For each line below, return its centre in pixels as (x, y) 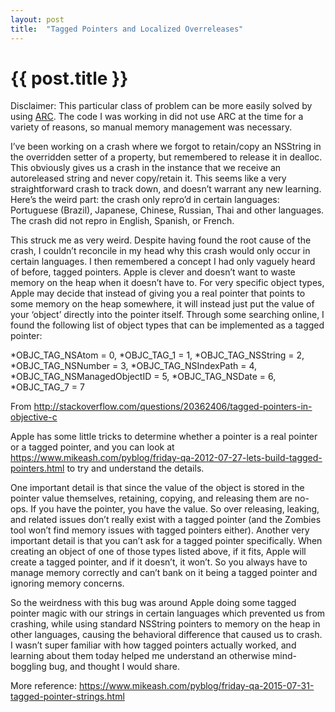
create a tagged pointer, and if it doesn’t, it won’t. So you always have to (159, 562)
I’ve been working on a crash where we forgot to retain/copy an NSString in (166, 147)
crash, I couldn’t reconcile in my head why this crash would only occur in (160, 251)
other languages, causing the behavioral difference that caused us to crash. (166, 635)
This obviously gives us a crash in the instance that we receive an (146, 168)
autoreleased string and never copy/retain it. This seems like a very (148, 178)
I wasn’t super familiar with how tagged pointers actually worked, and (153, 645)
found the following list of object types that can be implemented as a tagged (167, 325)
